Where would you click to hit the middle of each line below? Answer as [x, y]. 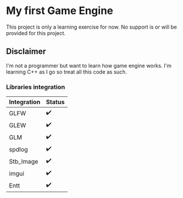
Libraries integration [36, 87]
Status [55, 102]
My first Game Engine [60, 11]
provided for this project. [36, 33]
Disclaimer [26, 52]
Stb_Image [24, 161]
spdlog [18, 149]
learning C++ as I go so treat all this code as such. [67, 72]
